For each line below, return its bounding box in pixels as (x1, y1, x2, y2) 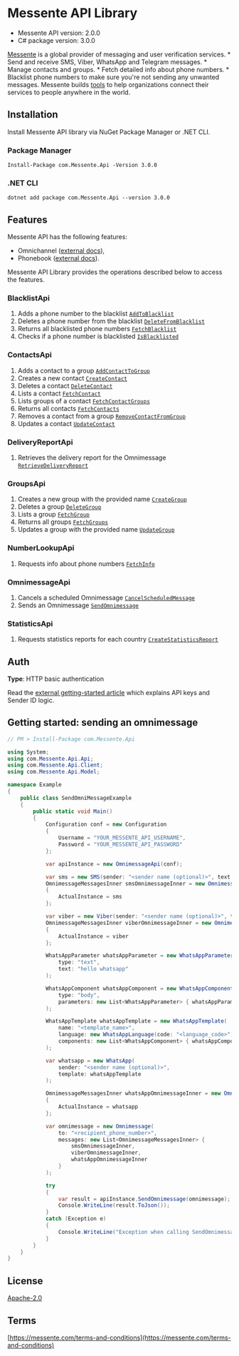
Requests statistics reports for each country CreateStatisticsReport (17, 635, 218, 644)
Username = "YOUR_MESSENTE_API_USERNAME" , (58, 834, 186, 841)
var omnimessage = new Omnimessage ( (45, 1123, 154, 1130)
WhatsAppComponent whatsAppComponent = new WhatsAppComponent (45, 985, 234, 992)
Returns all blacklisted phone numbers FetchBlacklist (17, 325, 177, 333)
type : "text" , (58, 958, 100, 966)
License (7, 1275, 43, 1287)
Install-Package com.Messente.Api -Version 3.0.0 (7, 162, 158, 169)
